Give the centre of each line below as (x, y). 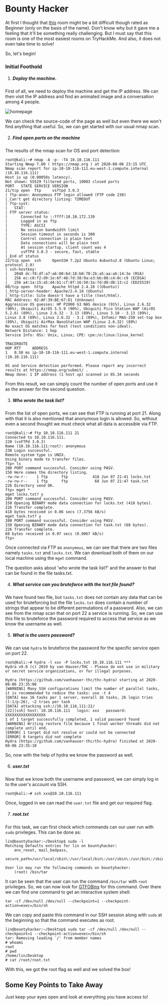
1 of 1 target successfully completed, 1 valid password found (72, 719)
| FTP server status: (28, 212)
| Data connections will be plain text (52, 243)
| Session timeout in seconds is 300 (50, 234)
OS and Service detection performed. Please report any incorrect (76, 366)
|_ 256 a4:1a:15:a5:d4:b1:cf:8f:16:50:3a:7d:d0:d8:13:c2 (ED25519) (78, 282)
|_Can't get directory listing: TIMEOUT (48, 199)
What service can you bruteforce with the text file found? (73, 584)
